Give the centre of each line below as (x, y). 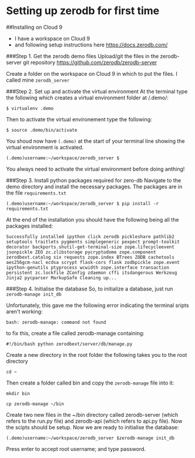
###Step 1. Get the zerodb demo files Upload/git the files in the (83, 56)
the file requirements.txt (36, 193)
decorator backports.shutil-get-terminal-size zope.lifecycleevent (90, 247)
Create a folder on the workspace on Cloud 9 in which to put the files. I (92, 73)
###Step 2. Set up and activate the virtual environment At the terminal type (97, 91)
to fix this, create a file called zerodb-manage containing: (75, 333)
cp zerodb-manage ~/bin (35, 404)
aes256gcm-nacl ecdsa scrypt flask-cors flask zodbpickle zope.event (93, 262)
